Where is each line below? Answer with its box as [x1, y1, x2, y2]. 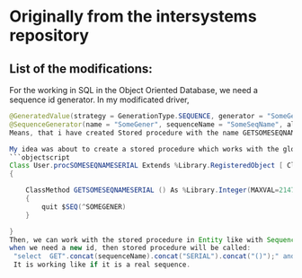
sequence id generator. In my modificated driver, [9, 94, 191, 105]
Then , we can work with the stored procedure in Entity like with [9, 235, 263, 244]
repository [9, 25, 90, 46]
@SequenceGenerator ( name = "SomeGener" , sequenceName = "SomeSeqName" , [9, 119, 283, 129]
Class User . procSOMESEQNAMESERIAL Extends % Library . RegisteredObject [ [9, 161, 283, 170]
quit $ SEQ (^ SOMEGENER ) [41, 202, 127, 212]
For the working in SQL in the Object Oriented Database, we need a [9, 85, 259, 95]
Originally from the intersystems [9, 6, 258, 27]
